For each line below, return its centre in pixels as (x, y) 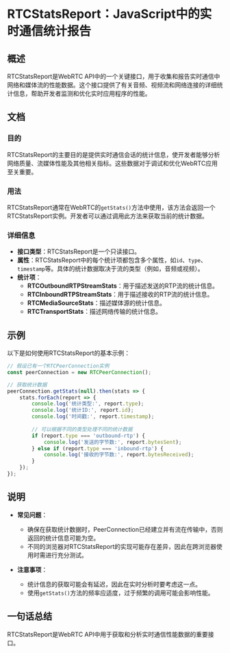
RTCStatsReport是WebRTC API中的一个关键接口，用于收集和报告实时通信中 (114, 76)
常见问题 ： (32, 515)
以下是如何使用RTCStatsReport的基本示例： (69, 353)
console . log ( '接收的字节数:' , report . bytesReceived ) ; (119, 455)
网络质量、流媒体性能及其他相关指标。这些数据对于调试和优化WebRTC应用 (112, 163)
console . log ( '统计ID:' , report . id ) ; (83, 410)
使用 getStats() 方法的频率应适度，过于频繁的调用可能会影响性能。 (120, 593)
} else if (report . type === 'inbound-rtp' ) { (98, 448)
